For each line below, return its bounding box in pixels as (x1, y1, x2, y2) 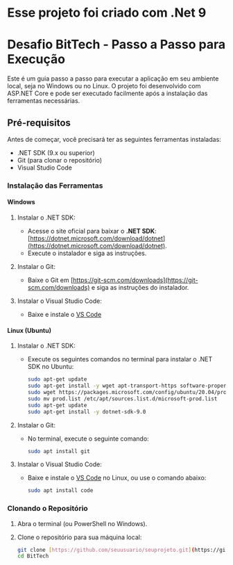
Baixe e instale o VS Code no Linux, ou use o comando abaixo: (27, 474, 207, 482)
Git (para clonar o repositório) (17, 156, 103, 164)
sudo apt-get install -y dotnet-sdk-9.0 (27, 408, 146, 415)
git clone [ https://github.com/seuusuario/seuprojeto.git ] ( (17, 546, 195, 553)
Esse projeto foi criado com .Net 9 (7, 5, 207, 21)
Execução (7, 51, 66, 67)
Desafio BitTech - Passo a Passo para (7, 37, 226, 53)
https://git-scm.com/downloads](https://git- (72, 276, 198, 284)
